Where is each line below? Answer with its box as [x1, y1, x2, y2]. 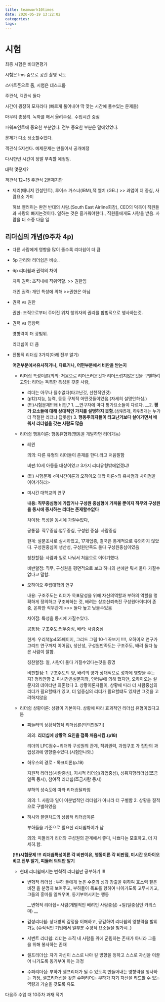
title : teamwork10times [5, 7, 54, 12]
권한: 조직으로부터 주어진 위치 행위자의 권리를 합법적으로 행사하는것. [12, 310, 143, 315]
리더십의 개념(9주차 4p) [5, 232, 74, 241]
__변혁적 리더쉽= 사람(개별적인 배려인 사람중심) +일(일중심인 [27, 902, 143, 907]
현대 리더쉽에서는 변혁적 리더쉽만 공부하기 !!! [19, 868, 106, 874]
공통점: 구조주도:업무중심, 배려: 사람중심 [27, 626, 104, 632]
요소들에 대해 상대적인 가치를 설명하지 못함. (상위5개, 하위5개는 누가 [32, 408, 161, 414]
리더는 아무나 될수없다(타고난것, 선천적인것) [27, 390, 111, 395]
